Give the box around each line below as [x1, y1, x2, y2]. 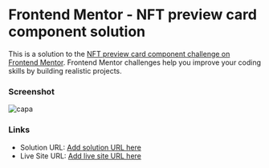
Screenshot [8, 86, 55, 97]
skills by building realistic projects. [8, 66, 122, 75]
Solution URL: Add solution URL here [19, 142, 142, 152]
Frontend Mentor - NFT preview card [8, 6, 257, 24]
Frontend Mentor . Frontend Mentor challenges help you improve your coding [8, 58, 262, 67]
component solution [8, 22, 146, 41]
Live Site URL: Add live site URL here [19, 150, 142, 161]
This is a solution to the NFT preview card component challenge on [8, 49, 230, 58]
